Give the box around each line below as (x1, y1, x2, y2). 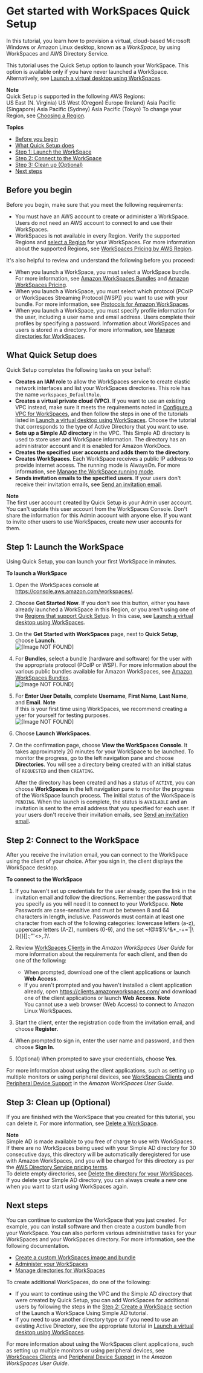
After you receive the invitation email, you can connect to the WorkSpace (6, 851, 188, 859)
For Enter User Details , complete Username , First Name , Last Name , (14, 692, 188, 699)
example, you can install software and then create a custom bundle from (6, 1222, 187, 1230)
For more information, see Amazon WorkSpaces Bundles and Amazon (14, 274, 189, 282)
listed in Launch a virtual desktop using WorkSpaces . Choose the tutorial (14, 416, 196, 424)
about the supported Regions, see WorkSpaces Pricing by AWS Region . (14, 245, 193, 252)
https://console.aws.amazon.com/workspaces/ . (14, 588, 134, 595)
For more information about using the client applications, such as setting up (6, 1067, 195, 1074)
